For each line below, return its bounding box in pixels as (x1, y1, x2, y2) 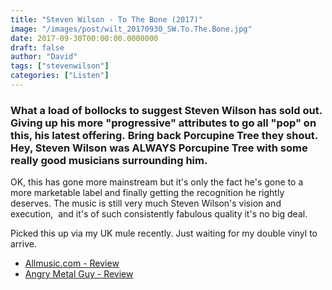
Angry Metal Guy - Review (24, 268, 134, 280)
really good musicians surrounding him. (10, 153, 208, 167)
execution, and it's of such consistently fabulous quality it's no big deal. (10, 208, 308, 220)
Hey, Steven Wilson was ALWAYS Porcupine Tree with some (10, 141, 308, 155)
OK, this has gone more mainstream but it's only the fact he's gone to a (10, 176, 304, 188)
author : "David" (10, 52, 78, 62)
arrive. (10, 238, 37, 250)
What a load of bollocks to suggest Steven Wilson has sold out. (10, 103, 323, 117)
